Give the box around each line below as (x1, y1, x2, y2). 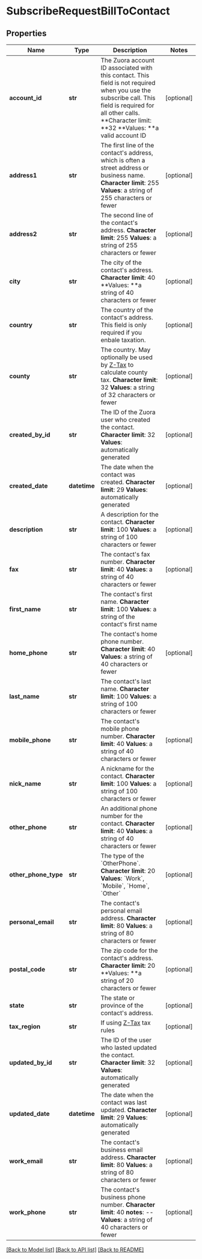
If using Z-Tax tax (100, 1018, 151, 1027)
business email (100, 1146, 143, 1154)
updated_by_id (9, 1059, 52, 1067)
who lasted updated (100, 1044, 157, 1051)
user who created (100, 416, 150, 423)
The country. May (100, 346, 151, 354)
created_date (9, 482, 48, 490)
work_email (9, 1157, 43, 1165)
